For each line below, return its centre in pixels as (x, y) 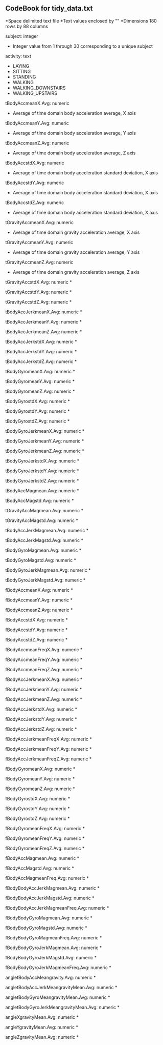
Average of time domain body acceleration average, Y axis (74, 133)
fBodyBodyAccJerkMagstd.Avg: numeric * (50, 898)
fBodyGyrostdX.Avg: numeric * (38, 798)
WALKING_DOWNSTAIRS (39, 88)
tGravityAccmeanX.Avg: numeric (40, 222)
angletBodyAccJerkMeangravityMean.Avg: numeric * (61, 987)
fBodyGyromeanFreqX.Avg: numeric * (45, 828)
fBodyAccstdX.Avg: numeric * (37, 619)
